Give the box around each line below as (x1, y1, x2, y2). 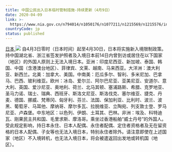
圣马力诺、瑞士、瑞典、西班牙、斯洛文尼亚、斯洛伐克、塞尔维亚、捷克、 (5, 90, 158, 96)
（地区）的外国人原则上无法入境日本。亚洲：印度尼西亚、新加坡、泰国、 (5, 59, 158, 64)
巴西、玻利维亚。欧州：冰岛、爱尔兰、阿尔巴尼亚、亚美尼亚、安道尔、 (14, 78, 162, 84)
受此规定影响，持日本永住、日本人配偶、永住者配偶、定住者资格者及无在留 (5, 122, 162, 128)
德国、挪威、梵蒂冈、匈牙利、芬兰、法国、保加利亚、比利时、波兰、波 (14, 97, 162, 103)
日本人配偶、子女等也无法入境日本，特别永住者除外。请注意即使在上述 (14, 129, 162, 135)
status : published (5, 31, 45, 36)
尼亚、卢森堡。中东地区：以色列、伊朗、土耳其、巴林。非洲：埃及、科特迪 (5, 110, 162, 115)
